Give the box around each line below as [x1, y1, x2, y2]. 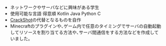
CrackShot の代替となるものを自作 [10, 17, 81, 22]
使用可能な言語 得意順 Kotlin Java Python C [10, 10, 101, 16]
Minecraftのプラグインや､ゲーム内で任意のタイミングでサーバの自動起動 [10, 23, 161, 29]
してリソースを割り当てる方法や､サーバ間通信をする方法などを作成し [10, 29, 155, 35]
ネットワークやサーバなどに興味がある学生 [10, 4, 99, 10]
